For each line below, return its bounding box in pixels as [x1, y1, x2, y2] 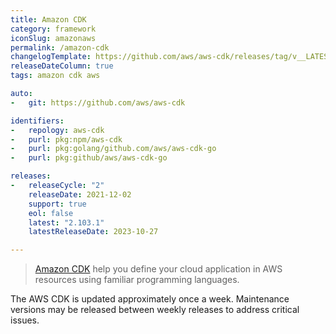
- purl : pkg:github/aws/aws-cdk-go [10, 153, 168, 163]
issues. [10, 314, 40, 326]
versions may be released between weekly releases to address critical [10, 304, 300, 316]
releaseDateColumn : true [10, 61, 114, 71]
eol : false [28, 208, 74, 218]
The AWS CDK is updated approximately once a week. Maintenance [10, 293, 290, 305]
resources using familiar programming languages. [34, 274, 240, 286]
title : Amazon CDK [10, 14, 87, 25]
